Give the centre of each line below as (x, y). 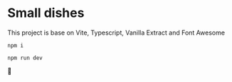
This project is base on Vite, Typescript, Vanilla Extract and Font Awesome (116, 33)
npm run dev (25, 58)
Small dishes (46, 13)
